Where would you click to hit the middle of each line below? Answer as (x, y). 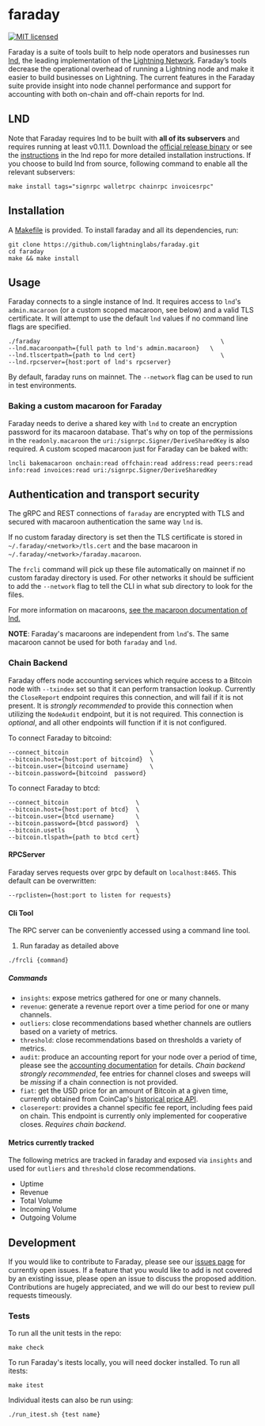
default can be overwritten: (52, 880)
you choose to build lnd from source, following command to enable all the (128, 163)
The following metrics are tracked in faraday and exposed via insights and (130, 1160)
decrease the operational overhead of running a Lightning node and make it (131, 68)
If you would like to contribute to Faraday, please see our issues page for (127, 1262)
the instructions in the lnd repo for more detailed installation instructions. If (130, 155)
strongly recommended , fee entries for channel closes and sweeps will (135, 1074)
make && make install (44, 258)
